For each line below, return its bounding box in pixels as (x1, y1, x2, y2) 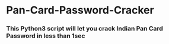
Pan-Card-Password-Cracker (6, 4, 154, 17)
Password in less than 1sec (6, 32, 85, 40)
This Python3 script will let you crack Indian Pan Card (6, 25, 163, 33)
